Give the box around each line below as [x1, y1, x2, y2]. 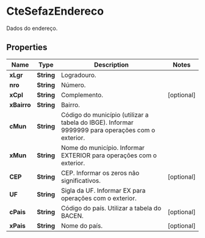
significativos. [60, 176, 101, 185]
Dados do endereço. [6, 24, 58, 32]
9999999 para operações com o [60, 125, 156, 134]
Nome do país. [60, 221, 103, 230]
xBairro [9, 100, 32, 109]
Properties [6, 42, 48, 53]
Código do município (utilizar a [60, 110, 149, 119]
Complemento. [60, 91, 104, 99]
